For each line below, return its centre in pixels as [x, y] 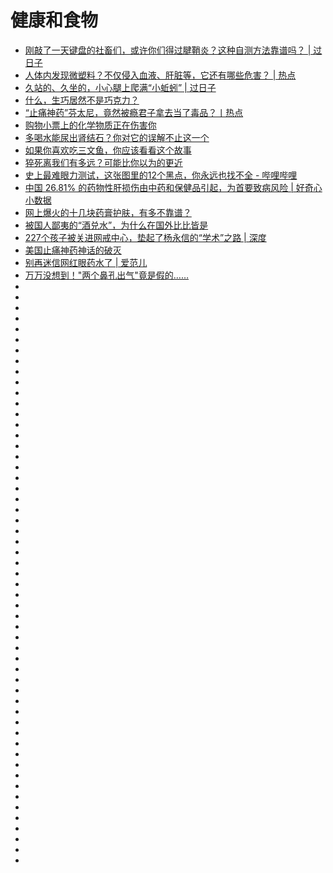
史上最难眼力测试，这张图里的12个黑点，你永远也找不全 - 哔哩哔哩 [161, 175]
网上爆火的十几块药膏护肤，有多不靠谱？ [108, 212]
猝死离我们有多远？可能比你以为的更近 [103, 162]
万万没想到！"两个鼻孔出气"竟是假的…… [107, 275]
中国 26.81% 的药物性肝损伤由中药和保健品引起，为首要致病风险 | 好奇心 [173, 187]
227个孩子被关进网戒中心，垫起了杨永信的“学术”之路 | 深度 [145, 237]
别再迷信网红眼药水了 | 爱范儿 [86, 262]
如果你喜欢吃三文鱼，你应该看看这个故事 [108, 150]
